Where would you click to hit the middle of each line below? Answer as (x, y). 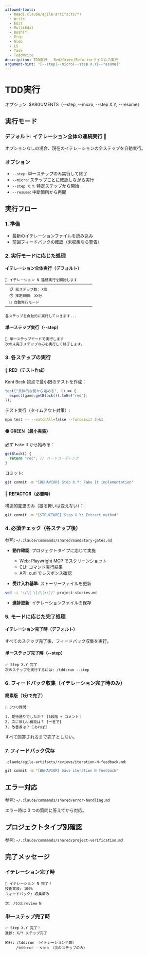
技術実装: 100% (19, 889)
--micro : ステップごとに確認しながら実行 (53, 180)
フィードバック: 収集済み (27, 894)
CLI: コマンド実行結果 (41, 567)
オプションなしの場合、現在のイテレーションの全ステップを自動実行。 (75, 148)
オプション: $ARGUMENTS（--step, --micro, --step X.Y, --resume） (74, 105)
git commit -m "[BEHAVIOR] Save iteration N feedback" (62, 771)
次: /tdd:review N (23, 903)
